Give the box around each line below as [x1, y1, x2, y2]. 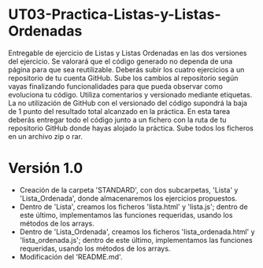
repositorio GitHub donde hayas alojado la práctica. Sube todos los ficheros [8, 123, 254, 133]
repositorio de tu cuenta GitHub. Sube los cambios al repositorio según [8, 73, 239, 83]
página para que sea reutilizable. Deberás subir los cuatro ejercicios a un [8, 64, 245, 74]
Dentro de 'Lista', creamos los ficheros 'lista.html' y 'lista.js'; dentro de [19, 202, 248, 211]
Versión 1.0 [8, 160, 83, 178]
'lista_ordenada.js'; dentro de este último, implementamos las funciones [19, 235, 254, 244]
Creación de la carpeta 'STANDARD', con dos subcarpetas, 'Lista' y [19, 185, 239, 194]
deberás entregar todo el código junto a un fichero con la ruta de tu [8, 115, 227, 124]
